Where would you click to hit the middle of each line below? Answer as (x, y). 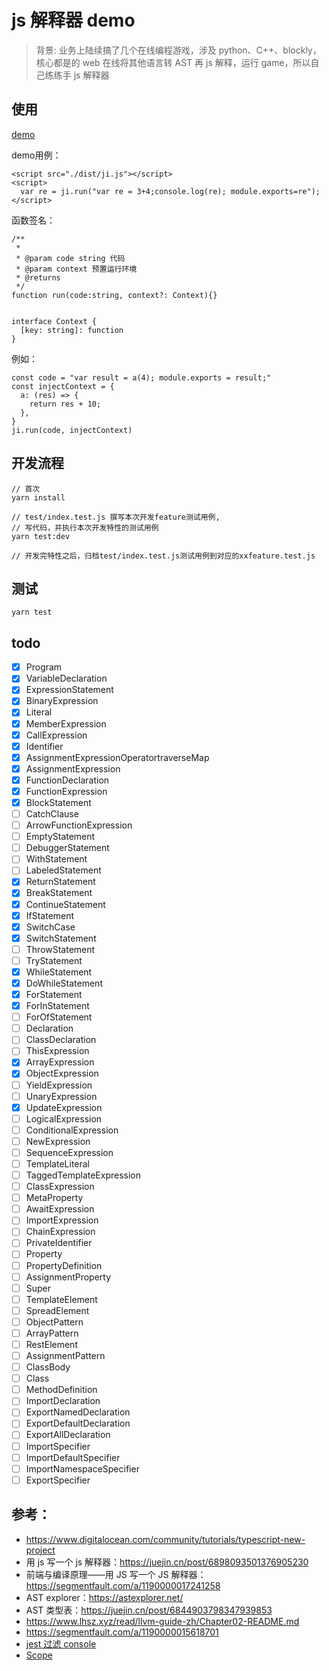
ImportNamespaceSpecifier (82, 1468)
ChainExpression (60, 1232)
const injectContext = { (63, 386)
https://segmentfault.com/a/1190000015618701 (122, 1632)
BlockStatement (58, 802)
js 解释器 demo (73, 20)
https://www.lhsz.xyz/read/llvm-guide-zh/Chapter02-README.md (162, 1621)
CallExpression (56, 735)
